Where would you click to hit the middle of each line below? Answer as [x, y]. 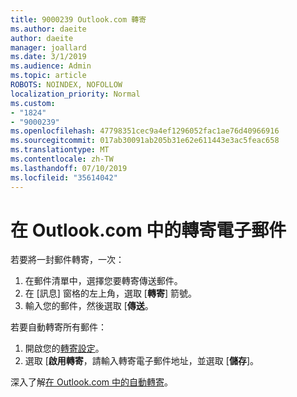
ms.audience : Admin [51, 66]
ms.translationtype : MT [60, 150]
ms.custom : [33, 103]
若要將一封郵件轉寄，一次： [67, 260]
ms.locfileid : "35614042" [64, 177]
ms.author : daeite [48, 29]
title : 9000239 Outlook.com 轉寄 [78, 19]
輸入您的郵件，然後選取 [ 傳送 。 [89, 306]
